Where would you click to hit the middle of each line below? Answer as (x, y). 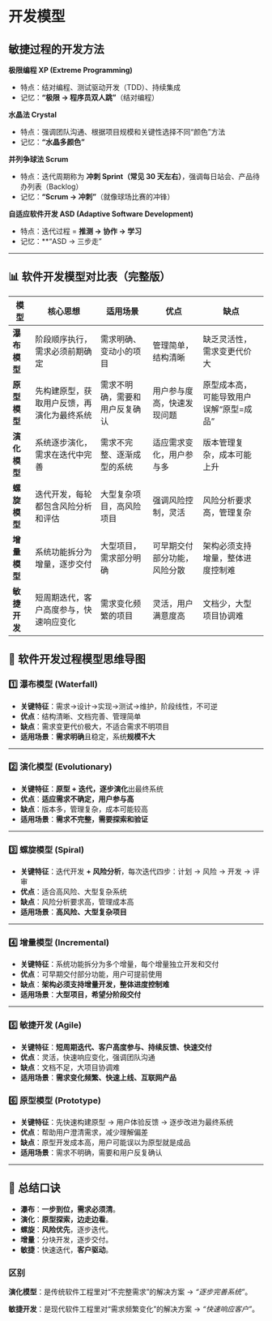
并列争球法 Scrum (38, 159)
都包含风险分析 (64, 506)
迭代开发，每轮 (64, 494)
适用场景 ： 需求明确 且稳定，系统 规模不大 (87, 736)
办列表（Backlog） (51, 186)
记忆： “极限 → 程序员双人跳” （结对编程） (89, 97)
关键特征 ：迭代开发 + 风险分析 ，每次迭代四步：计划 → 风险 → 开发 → (135, 871)
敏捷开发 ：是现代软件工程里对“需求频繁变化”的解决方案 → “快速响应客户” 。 (134, 1309)
